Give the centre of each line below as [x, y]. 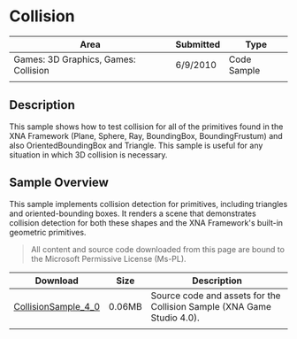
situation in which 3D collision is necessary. [88, 154]
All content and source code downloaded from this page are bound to [158, 249]
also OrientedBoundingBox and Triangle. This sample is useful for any [136, 145]
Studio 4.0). [175, 318]
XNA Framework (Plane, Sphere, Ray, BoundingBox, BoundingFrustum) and [146, 135]
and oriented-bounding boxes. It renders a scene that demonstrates [133, 213]
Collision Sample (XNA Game [211, 306]
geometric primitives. [48, 232]
